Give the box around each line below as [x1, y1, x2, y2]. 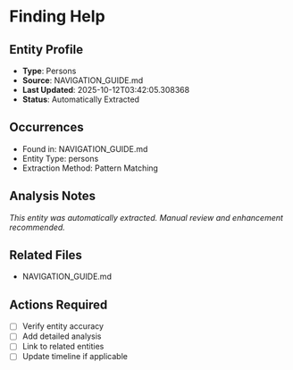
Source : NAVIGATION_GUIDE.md [21, 75, 144, 86]
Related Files [9, 248, 83, 263]
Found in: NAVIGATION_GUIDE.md [21, 143, 148, 154]
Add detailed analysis [21, 331, 102, 341]
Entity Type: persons [21, 153, 99, 164]
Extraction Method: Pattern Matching [21, 163, 159, 173]
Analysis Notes [9, 189, 96, 204]
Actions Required [9, 297, 108, 312]
